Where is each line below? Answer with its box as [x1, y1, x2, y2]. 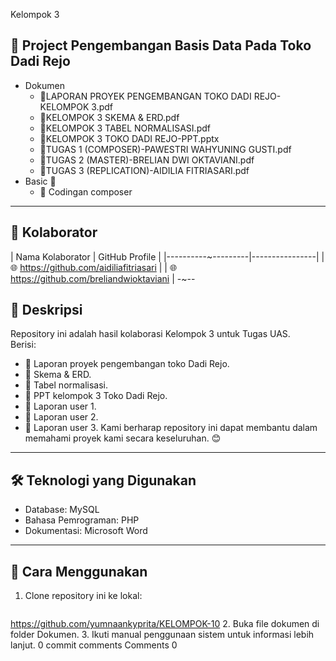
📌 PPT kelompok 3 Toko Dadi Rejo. [24, 390, 168, 402]
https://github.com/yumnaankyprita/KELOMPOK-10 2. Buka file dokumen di [10, 618, 320, 630]
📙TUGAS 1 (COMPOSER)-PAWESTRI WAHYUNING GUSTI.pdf [39, 143, 292, 155]
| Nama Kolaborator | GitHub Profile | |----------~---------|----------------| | [10, 250, 325, 263]
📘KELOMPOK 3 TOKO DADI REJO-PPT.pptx [39, 132, 220, 144]
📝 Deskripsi [10, 302, 83, 319]
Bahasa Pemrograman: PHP [24, 514, 140, 526]
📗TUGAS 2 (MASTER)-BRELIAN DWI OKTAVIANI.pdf [39, 154, 255, 166]
